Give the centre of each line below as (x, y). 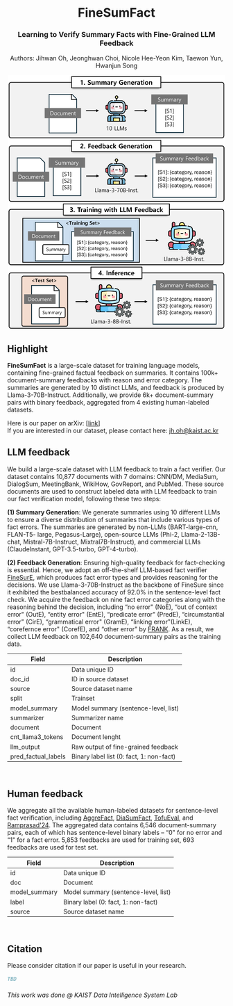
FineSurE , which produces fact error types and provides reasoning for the (113, 577)
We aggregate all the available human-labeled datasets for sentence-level (113, 811)
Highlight (28, 349)
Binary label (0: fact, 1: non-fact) (111, 902)
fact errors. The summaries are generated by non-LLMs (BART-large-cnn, (113, 527)
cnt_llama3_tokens (37, 737)
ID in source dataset (100, 679)
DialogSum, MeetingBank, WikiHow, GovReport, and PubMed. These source (115, 484)
